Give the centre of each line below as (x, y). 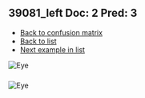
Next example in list (52, 49)
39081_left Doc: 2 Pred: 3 (73, 13)
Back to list (38, 41)
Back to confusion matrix (61, 32)
